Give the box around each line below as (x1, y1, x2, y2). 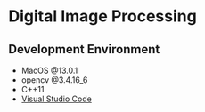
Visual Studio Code (20, 93, 93, 104)
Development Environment (8, 42, 160, 57)
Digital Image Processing (8, 6, 197, 27)
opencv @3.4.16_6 (20, 75, 88, 85)
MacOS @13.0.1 (20, 65, 78, 76)
